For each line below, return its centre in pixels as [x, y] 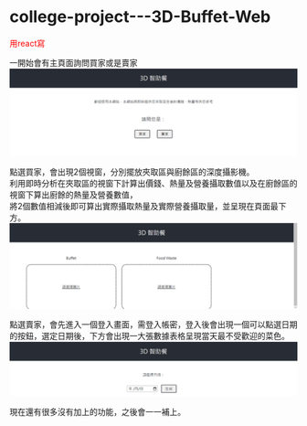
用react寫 [27, 43]
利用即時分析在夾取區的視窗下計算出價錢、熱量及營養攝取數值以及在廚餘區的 [153, 184]
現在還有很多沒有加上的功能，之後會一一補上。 [97, 412]
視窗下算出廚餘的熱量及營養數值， [74, 195]
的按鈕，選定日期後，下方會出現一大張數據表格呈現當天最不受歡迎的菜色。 [149, 336]
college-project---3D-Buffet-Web [140, 17]
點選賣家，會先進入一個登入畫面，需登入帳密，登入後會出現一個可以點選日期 [153, 325]
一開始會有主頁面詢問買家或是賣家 [74, 62]
